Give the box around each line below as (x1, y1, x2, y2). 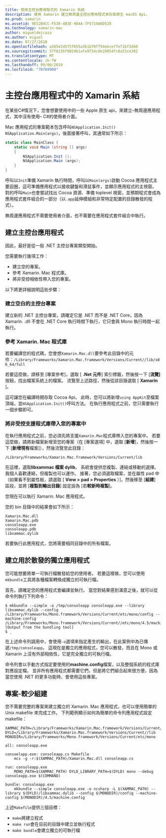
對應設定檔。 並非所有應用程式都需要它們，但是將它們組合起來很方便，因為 (5, 667, 158, 674)
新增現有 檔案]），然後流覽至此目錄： (12, 445, 85, 451)
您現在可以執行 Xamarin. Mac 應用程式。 (5, 493, 88, 499)
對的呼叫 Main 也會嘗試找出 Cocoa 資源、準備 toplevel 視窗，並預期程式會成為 (5, 190, 161, 196)
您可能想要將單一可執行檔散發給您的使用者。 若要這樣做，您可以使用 (5, 570, 145, 576)
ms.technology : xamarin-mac (5, 26, 63, 31)
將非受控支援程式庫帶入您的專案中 (5, 420, 86, 427)
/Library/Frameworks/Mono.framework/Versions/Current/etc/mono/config (5, 612, 154, 617)
